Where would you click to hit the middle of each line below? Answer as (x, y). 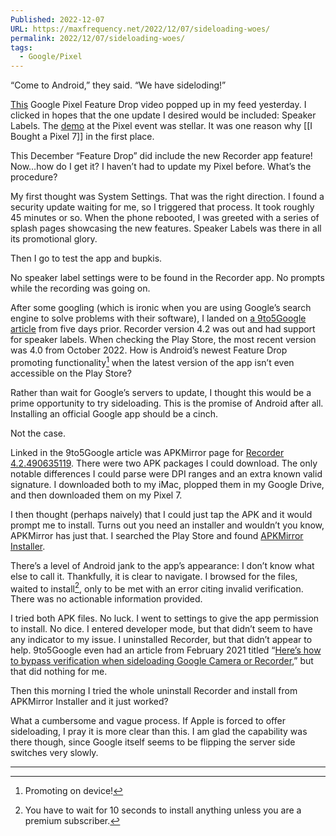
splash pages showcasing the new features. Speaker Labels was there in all (166, 228)
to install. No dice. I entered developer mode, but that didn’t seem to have (161, 629)
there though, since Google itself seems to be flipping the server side (153, 742)
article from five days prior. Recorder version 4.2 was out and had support (163, 329)
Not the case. (38, 433)
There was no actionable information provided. (106, 599)
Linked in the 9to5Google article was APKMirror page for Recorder (147, 452)
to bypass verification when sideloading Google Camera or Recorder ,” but (162, 661)
